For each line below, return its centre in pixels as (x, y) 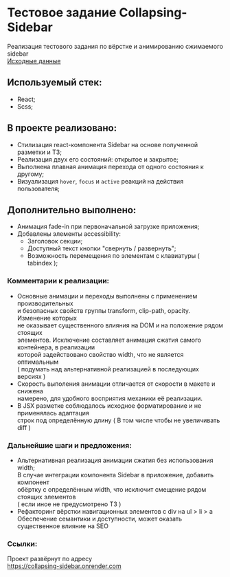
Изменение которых (47, 318)
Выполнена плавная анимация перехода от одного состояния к (110, 166)
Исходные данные (34, 61)
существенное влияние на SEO (62, 526)
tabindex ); (43, 263)
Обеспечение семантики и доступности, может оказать (100, 519)
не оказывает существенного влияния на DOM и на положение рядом (120, 325)
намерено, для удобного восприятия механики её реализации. (110, 398)
